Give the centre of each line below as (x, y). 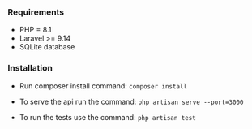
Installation (30, 68)
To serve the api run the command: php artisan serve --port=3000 (131, 101)
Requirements (36, 12)
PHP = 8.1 (35, 30)
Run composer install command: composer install (103, 86)
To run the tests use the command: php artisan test (107, 117)
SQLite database (47, 47)
